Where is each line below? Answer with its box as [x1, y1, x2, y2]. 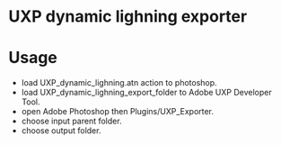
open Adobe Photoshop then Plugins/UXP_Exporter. [21, 106, 215, 117]
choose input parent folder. [21, 115, 122, 127]
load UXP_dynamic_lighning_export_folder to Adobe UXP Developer [21, 87, 272, 98]
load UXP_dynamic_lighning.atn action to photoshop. [21, 77, 217, 88]
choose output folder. [21, 125, 101, 136]
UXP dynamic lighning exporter [8, 6, 248, 27]
